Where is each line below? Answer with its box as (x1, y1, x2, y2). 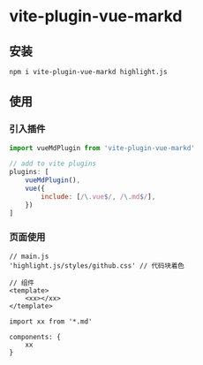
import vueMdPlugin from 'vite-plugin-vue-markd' (9, 143, 196, 152)
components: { (9, 332, 62, 341)
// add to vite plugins (9, 159, 97, 169)
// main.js (9, 252, 49, 261)
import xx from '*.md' (9, 316, 93, 326)
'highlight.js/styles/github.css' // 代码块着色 (9, 261, 185, 270)
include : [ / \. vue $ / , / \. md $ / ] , (41, 192, 156, 201)
